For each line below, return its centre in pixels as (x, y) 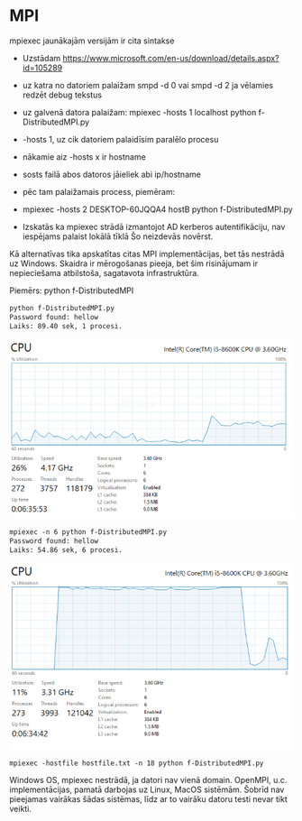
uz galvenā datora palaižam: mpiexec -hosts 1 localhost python (139, 112)
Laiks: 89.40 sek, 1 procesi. (66, 326)
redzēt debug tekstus (62, 95)
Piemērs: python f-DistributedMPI (72, 291)
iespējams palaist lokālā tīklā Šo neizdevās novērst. (118, 236)
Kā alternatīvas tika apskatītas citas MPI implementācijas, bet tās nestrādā (147, 254)
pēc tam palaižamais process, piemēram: (99, 191)
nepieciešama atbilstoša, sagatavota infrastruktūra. (105, 272)
